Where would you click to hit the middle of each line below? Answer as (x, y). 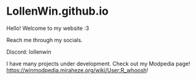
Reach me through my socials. (44, 40)
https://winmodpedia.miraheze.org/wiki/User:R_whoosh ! (77, 70)
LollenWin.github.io (58, 11)
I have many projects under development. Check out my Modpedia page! (98, 64)
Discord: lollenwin (29, 52)
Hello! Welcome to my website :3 (48, 28)
